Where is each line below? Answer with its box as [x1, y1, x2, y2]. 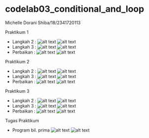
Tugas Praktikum [5, 117, 39, 123]
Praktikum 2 [5, 58, 30, 64]
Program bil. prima [12, 127, 50, 133]
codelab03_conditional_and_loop [5, 3, 144, 15]
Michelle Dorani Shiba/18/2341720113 [5, 20, 81, 26]
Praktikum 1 [5, 29, 29, 35]
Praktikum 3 [5, 88, 30, 94]
